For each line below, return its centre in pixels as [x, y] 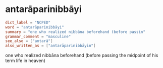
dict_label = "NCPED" [28, 22]
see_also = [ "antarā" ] [29, 41]
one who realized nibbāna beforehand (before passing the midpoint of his [82, 55]
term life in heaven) [25, 60]
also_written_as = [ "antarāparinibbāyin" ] [50, 46]
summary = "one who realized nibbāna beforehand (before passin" [75, 32]
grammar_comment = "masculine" [38, 36]
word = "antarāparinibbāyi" [35, 27]
